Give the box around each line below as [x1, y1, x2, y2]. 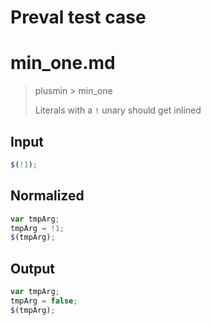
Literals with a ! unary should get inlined [34, 104, 202, 116]
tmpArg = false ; [10, 296, 78, 306]
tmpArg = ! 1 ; [10, 223, 65, 233]
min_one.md [10, 52, 116, 75]
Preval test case [10, 6, 147, 29]
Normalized [10, 187, 85, 205]
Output [10, 260, 55, 277]
